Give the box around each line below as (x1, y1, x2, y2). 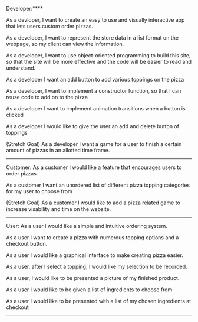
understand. (6, 64, 36, 71)
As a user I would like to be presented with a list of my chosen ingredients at (6, 298, 192, 304)
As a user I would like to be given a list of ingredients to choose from (6, 286, 173, 293)
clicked (6, 112, 24, 118)
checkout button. (6, 240, 48, 247)
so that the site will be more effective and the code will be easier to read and (6, 58, 192, 65)
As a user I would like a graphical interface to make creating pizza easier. (6, 252, 184, 259)
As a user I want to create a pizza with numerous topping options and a (6, 234, 179, 241)
